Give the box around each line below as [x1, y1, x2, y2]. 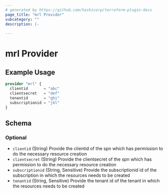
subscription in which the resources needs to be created [12, 172, 130, 178]
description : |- [5, 21, 39, 27]
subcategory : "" [5, 17, 39, 22]
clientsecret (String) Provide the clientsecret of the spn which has [12, 156, 152, 162]
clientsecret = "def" [10, 90, 60, 96]
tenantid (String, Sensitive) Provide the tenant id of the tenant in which [12, 178, 160, 184]
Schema [5, 119, 32, 127]
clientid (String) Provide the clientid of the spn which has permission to [12, 146, 163, 152]
